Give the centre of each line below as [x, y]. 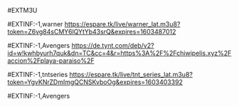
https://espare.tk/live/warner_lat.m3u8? [122, 24]
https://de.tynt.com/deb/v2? [113, 45]
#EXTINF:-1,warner [35, 24]
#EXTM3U [22, 10]
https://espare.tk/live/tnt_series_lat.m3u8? [131, 75]
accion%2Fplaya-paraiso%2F [51, 61]
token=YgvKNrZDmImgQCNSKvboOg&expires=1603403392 [95, 82]
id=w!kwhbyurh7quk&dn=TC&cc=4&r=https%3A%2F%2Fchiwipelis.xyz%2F [119, 53]
